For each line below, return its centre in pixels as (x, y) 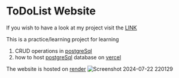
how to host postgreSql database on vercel (68, 57)
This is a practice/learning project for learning (63, 39)
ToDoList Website (51, 11)
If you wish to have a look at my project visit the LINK (72, 28)
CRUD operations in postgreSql (53, 51)
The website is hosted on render (46, 69)
